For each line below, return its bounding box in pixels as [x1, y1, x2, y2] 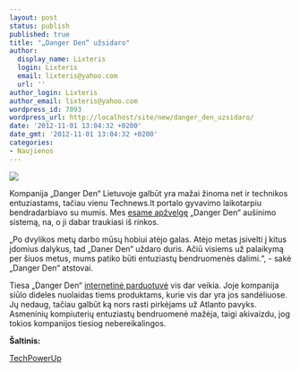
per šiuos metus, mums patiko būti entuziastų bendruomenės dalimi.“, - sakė [9, 253, 292, 264]
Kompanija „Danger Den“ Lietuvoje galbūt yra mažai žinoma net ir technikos [9, 187, 288, 198]
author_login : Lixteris [9, 88, 99, 97]
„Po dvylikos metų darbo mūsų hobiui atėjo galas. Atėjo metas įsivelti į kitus [9, 234, 287, 245]
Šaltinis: [9, 335, 41, 346]
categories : [9, 138, 54, 147]
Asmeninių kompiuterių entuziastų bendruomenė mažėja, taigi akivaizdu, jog [9, 308, 291, 319]
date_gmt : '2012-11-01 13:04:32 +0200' [9, 130, 159, 139]
